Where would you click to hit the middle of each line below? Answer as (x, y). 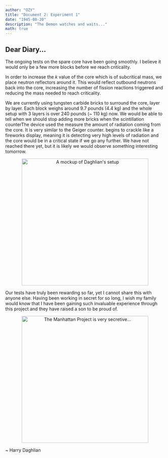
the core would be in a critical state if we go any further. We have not (77, 141)
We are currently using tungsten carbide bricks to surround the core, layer (83, 103)
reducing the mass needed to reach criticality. (53, 93)
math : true (17, 29)
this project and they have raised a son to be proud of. (61, 309)
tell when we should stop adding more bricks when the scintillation (75, 119)
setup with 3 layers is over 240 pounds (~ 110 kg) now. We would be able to (84, 113)
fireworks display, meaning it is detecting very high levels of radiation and (82, 135)
